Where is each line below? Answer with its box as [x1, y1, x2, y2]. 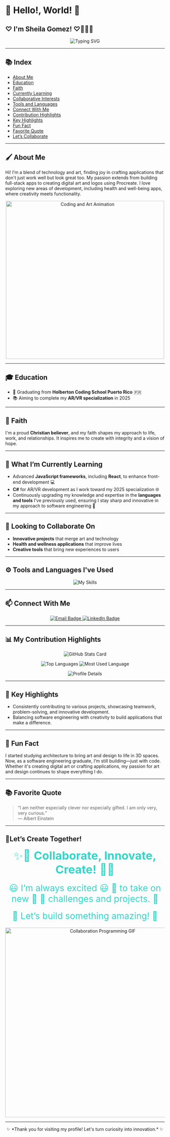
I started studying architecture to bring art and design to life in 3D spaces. [5, 752, 159, 758]
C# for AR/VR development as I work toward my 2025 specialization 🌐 [12, 487, 159, 493]
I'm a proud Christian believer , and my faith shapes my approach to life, [5, 430, 156, 436]
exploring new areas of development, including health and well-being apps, [5, 185, 163, 191]
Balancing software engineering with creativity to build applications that [12, 714, 162, 720]
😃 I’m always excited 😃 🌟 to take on [9, 882, 161, 894]
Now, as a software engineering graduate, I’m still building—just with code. [5, 758, 161, 764]
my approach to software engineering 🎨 [12, 503, 96, 509]
